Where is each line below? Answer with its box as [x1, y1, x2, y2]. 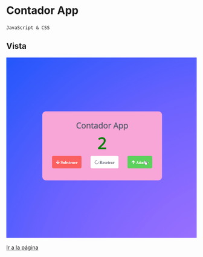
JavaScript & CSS [6, 25, 50, 31]
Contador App [6, 4, 79, 17]
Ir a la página [6, 244, 39, 251]
